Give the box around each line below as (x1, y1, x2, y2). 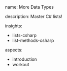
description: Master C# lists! (5, 14, 63, 19)
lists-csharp (12, 33, 37, 38)
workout (12, 62, 30, 67)
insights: (5, 23, 23, 29)
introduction (12, 56, 37, 62)
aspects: (5, 47, 23, 53)
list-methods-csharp (12, 37, 54, 43)
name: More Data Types (5, 4, 54, 10)
